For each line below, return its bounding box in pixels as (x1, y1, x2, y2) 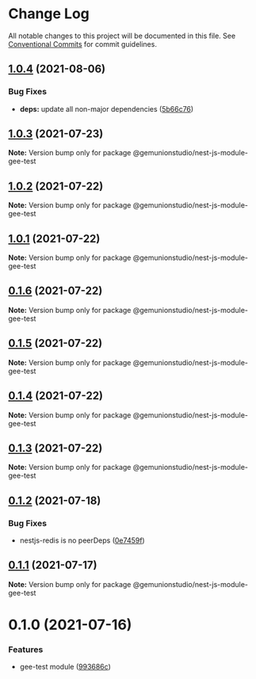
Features (8, 643, 44, 654)
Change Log (8, 5, 90, 23)
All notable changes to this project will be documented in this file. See (8, 31, 236, 40)
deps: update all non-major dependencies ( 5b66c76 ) (19, 104, 194, 113)
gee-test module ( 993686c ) (19, 662, 111, 672)
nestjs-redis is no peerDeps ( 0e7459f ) (19, 536, 145, 545)
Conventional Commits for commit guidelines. (8, 39, 157, 48)
